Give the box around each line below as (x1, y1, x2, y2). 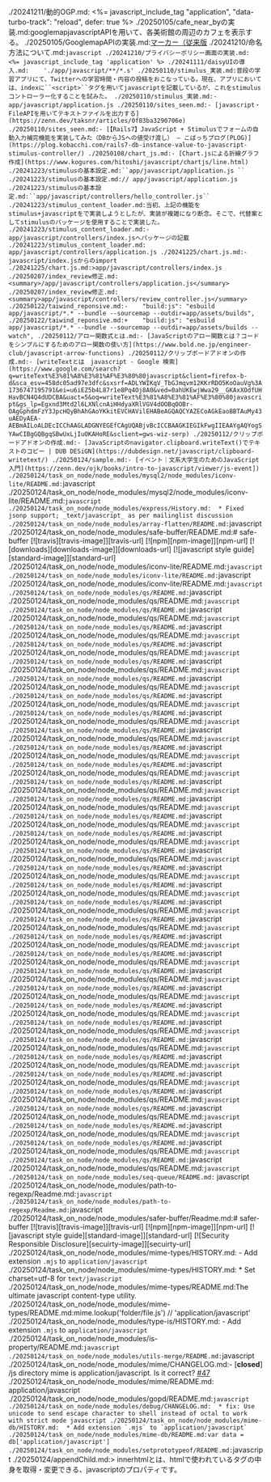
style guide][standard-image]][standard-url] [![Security (45, 1230, 230, 1240)
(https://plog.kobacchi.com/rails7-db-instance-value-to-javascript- (8, 141, 248, 149)
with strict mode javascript (8, 1416, 107, 1425)
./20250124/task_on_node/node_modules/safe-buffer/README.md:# (8, 527, 238, 536)
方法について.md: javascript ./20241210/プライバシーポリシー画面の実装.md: (8, 48, 250, 57)
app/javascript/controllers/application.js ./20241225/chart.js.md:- (8, 248, 248, 256)
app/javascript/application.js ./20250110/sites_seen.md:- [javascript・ (8, 101, 261, 109)
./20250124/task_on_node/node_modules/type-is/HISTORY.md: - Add (8, 1317, 241, 1326)
